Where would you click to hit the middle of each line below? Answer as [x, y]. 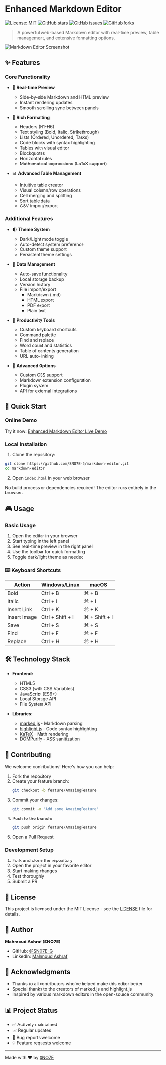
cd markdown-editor [25, 468]
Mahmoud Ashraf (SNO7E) [33, 942]
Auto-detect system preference [52, 244]
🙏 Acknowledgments [38, 972]
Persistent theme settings [46, 254]
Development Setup [29, 850]
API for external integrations [48, 391]
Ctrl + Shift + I [58, 617]
